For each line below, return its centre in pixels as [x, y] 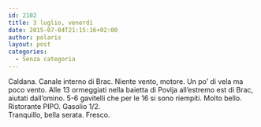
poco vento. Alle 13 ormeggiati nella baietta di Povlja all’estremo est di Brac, [131, 89]
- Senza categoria [46, 60]
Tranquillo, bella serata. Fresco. [59, 114]
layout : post [30, 45]
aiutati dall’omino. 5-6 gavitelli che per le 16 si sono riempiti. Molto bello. [125, 98]
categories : [28, 52]
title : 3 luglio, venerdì [50, 23]
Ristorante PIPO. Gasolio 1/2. [54, 106]
